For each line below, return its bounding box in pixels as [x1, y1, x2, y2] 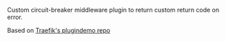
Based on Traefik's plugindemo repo [7, 27, 110, 34]
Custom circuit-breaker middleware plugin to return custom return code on [7, 6, 219, 14]
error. [7, 13, 23, 21]
